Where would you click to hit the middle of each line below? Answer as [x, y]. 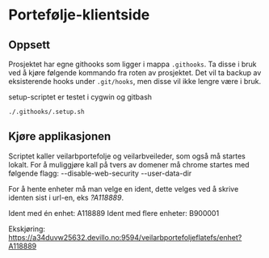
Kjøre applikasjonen [60, 136]
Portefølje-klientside [79, 15]
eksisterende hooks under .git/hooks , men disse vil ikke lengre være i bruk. [135, 81]
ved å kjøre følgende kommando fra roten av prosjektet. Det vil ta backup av [135, 73]
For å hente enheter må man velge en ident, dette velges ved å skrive [124, 188]
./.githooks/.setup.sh [46, 112]
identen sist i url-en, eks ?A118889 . [66, 197]
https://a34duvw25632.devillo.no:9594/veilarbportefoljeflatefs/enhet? [125, 237]
